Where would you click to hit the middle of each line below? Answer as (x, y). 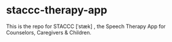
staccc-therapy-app (57, 10)
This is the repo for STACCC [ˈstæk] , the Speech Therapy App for (86, 26)
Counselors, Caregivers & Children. (49, 32)
